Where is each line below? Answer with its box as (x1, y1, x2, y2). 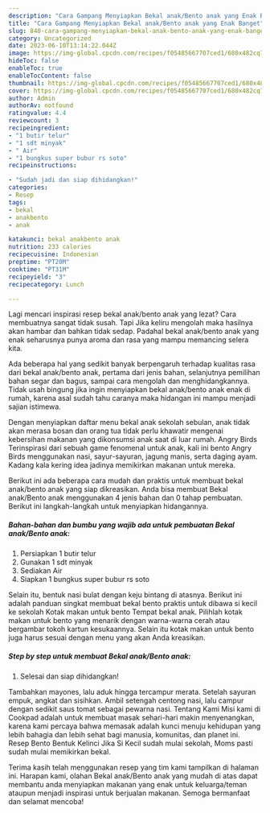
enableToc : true (8, 64, 63, 72)
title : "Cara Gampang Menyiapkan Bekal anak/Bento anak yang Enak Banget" (8, 19, 264, 27)
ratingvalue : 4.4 (8, 109, 67, 118)
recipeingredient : (8, 124, 70, 132)
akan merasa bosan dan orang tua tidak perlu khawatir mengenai (8, 426, 223, 435)
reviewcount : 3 (8, 117, 59, 125)
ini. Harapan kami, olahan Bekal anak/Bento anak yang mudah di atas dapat (8, 771, 259, 781)
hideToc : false (8, 57, 59, 65)
